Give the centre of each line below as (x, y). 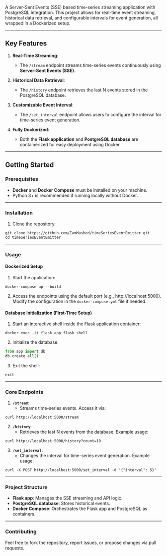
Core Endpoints (24, 392)
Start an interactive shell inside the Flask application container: (77, 324)
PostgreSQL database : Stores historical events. (61, 504)
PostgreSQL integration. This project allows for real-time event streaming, (81, 12)
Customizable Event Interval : (43, 105)
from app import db (25, 352)
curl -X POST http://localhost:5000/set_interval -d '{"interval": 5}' (81, 470)
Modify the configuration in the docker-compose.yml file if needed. (79, 301)
